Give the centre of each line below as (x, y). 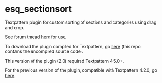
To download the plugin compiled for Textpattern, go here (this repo (73, 46)
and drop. (15, 27)
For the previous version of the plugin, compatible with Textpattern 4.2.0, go (81, 70)
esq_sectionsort (38, 9)
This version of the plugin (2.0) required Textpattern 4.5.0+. (65, 61)
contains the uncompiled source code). (44, 51)
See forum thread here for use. (36, 37)
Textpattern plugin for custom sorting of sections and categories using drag (81, 22)
